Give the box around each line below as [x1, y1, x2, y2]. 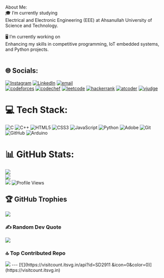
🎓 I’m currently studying [5, 10, 58, 16]
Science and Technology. [5, 22, 58, 28]
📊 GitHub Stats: [5, 148, 75, 160]
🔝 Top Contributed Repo [5, 250, 66, 257]
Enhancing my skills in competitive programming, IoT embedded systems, [5, 41, 159, 47]
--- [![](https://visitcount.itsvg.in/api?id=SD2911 [11, 262, 111, 268]
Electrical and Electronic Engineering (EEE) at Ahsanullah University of [5, 17, 152, 23]
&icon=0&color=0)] [111, 262, 152, 268]
